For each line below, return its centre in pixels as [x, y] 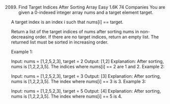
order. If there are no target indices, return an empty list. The [97, 37]
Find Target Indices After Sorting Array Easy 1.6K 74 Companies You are [92, 7]
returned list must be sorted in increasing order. [60, 42]
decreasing [23, 37]
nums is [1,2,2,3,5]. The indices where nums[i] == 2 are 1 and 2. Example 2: [88, 67]
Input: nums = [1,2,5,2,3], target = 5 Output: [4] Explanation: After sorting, [86, 91]
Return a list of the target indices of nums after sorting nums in [75, 31]
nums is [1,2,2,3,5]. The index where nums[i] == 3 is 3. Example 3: [79, 81]
